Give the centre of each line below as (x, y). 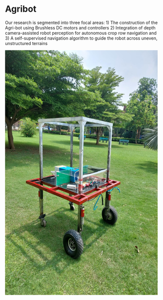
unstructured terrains (26, 43)
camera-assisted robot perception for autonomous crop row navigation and (81, 33)
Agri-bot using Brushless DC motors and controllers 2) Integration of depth (80, 27)
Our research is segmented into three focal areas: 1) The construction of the (81, 23)
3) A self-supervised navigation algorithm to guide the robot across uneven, (81, 38)
